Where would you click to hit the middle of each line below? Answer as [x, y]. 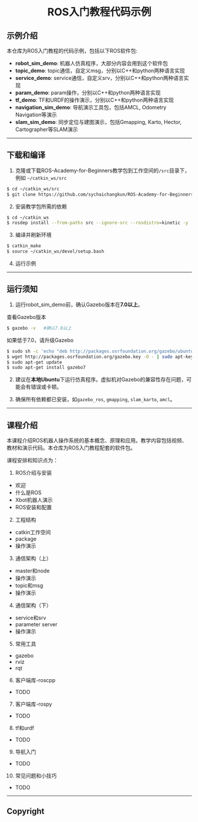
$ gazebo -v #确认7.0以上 [39, 328]
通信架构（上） [33, 558]
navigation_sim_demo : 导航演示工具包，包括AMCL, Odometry [91, 107]
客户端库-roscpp [35, 680]
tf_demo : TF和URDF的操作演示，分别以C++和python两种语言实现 [94, 100]
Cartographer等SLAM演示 [46, 129]
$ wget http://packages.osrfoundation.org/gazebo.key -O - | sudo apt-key [100, 357]
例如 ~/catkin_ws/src [41, 177]
